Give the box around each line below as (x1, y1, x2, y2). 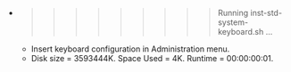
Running (217, 8, 249, 18)
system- (217, 17, 248, 28)
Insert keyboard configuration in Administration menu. (30, 44, 230, 54)
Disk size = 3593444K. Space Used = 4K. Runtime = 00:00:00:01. (30, 53, 274, 63)
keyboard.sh (217, 27, 264, 36)
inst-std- (249, 8, 283, 18)
